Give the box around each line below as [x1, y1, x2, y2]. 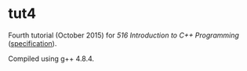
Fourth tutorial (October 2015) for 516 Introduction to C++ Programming [8, 30, 239, 40]
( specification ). [8, 38, 57, 48]
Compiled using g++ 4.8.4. [8, 54, 95, 63]
